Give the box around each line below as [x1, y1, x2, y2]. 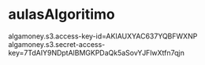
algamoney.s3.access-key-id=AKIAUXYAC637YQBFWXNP [8, 31, 198, 41]
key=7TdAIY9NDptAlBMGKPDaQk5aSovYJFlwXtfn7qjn [8, 48, 185, 57]
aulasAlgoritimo [8, 5, 116, 23]
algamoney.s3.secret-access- [8, 39, 106, 49]
